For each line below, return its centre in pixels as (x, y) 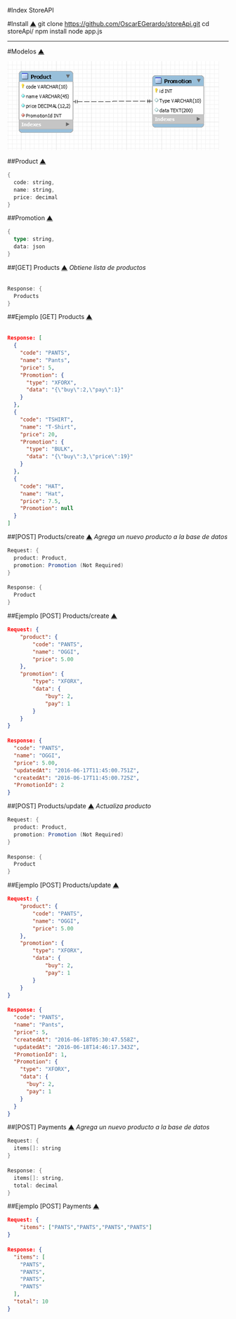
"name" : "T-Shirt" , (48, 427)
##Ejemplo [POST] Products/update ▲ (63, 885)
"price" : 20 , (39, 434)
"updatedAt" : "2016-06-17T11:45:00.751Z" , (77, 770)
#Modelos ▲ (26, 51)
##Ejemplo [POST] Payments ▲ (53, 1206)
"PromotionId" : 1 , (41, 1054)
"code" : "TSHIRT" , (47, 420)
